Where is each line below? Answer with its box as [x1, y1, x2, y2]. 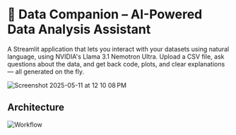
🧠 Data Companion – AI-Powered [7, 6, 203, 23]
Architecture [7, 102, 65, 114]
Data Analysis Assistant [7, 21, 151, 37]
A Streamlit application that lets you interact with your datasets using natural [7, 45, 230, 53]
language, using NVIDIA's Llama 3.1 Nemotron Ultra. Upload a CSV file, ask [7, 52, 225, 61]
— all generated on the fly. [7, 67, 85, 76]
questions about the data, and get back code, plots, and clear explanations [7, 59, 225, 68]
